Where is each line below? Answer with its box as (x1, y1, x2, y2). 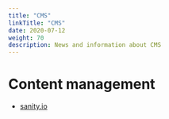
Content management (8, 75, 156, 94)
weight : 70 (8, 33, 44, 42)
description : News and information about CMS (8, 41, 161, 49)
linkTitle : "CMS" (8, 19, 66, 27)
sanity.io (19, 102, 48, 111)
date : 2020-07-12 (8, 26, 66, 34)
